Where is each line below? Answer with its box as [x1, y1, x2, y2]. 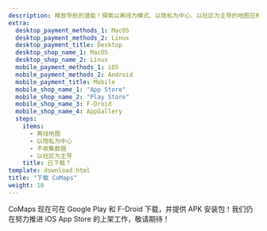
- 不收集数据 [29, 144, 67, 152]
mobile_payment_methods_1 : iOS [15, 64, 119, 71]
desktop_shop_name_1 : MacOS [15, 48, 109, 56]
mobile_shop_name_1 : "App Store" [15, 85, 126, 94]
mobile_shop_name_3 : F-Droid [15, 100, 112, 108]
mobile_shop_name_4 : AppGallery [15, 108, 123, 116]
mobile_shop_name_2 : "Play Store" [15, 93, 130, 101]
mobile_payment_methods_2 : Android [15, 71, 133, 79]
